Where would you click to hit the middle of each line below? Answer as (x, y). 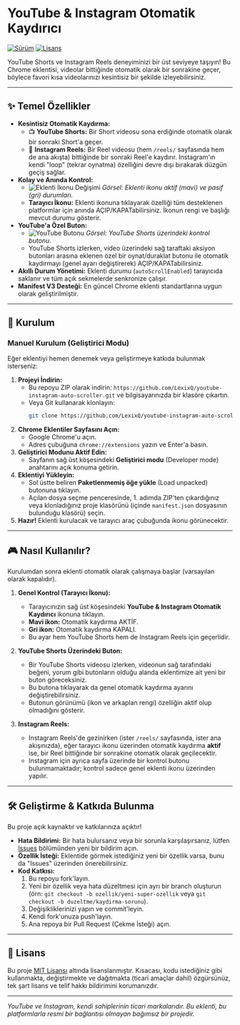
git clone (43, 416)
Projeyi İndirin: (40, 380)
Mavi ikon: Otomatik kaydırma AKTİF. (83, 622)
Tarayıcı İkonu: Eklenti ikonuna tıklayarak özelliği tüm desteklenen (125, 202)
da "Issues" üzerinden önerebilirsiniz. (73, 863)
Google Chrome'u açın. (62, 437)
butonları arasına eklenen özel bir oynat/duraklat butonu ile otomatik (129, 256)
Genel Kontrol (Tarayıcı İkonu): (64, 593)
